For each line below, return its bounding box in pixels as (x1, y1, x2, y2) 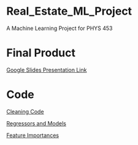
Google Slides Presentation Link (6, 66, 87, 73)
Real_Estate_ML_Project (6, 4, 132, 18)
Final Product (6, 46, 75, 60)
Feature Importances (6, 132, 59, 139)
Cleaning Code (6, 108, 44, 115)
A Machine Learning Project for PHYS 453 (6, 24, 113, 32)
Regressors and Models (6, 119, 66, 127)
